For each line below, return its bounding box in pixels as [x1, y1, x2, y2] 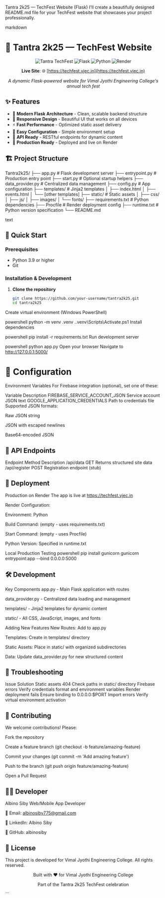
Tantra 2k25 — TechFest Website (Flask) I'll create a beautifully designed [5, 4, 155, 10]
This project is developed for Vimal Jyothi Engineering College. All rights [5, 857, 153, 863]
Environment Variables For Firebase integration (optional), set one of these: [5, 383, 159, 389]
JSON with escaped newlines [5, 422, 65, 428]
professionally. [5, 15, 35, 20]
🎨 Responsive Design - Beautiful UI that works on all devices [12, 116, 137, 122]
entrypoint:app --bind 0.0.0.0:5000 [5, 555, 77, 561]
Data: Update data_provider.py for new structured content [5, 653, 123, 659]
